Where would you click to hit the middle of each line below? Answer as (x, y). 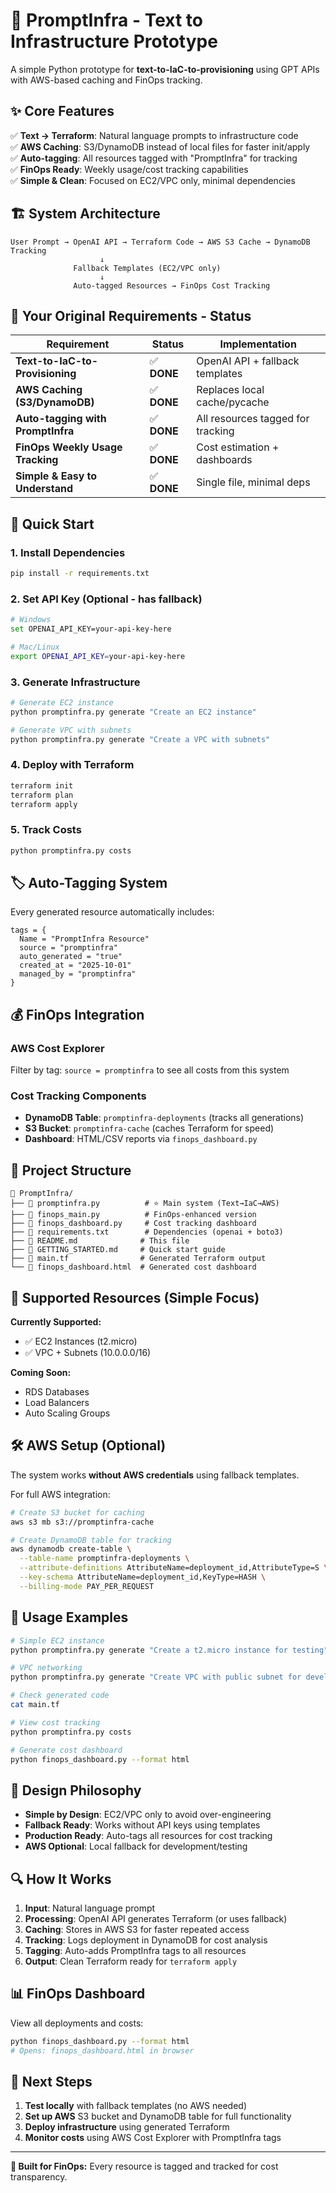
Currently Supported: (56, 1322)
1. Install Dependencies (68, 552)
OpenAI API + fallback (248, 361)
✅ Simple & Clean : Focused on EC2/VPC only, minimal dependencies (153, 180)
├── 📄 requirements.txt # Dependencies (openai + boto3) (147, 1232)
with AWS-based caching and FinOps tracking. (106, 80)
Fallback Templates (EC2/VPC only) (147, 268)
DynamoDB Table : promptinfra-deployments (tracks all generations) (164, 1118)
